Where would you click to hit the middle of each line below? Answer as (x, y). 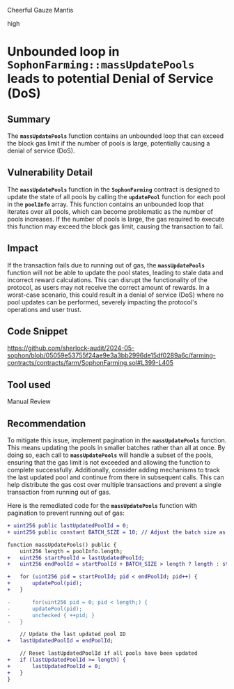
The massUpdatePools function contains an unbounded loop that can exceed (116, 136)
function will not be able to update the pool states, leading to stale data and (115, 272)
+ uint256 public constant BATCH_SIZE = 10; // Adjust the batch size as (117, 532)
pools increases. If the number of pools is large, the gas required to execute (116, 219)
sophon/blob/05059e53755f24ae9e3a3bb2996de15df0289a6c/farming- (111, 355)
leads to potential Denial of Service (110, 79)
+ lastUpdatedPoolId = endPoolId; (60, 641)
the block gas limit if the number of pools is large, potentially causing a (109, 143)
